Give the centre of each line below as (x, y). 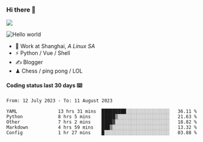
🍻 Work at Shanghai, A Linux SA (55, 46)
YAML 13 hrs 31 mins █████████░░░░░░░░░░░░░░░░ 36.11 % (102, 111)
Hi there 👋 (21, 10)
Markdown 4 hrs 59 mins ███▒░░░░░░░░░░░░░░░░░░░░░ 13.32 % (102, 127)
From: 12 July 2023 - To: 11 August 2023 (60, 101)
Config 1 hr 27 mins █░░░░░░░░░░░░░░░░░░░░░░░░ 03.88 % (102, 133)
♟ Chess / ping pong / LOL (49, 71)
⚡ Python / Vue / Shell (43, 53)
